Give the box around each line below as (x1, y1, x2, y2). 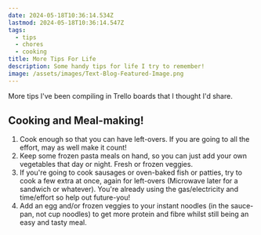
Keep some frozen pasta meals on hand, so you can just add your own (19, 151, 248, 161)
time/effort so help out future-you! (19, 193, 131, 202)
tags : (8, 26, 26, 34)
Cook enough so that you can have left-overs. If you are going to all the (19, 135, 250, 144)
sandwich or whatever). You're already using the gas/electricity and (19, 185, 239, 194)
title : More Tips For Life (8, 56, 96, 63)
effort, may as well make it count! (19, 143, 127, 153)
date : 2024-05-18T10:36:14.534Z (8, 11, 114, 20)
